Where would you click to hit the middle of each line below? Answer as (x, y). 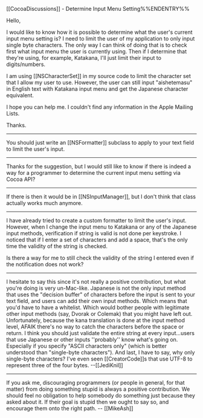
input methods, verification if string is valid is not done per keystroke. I (94, 233)
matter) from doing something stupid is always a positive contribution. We (98, 389)
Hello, (14, 20)
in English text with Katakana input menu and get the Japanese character (97, 89)
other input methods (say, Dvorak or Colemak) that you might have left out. (99, 314)
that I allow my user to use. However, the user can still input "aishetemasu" (99, 82)
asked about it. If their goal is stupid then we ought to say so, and (88, 402)
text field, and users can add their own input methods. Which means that (97, 301)
